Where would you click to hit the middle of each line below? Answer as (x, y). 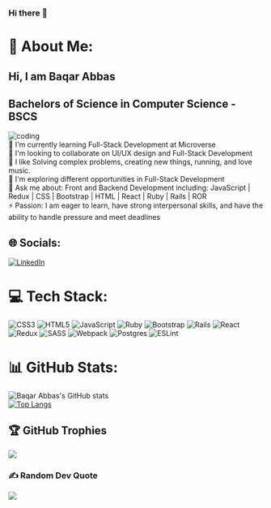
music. (19, 170)
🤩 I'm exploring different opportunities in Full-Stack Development (116, 179)
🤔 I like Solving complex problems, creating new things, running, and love (130, 162)
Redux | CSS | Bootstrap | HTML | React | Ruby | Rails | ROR (108, 196)
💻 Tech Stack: (58, 297)
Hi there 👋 (28, 13)
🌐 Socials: (35, 243)
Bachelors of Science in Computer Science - (122, 103)
